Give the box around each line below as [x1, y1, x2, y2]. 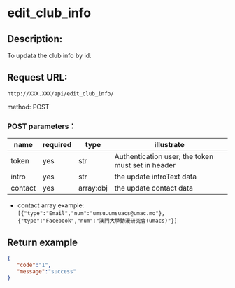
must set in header [114, 160, 176, 170]
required [42, 140, 72, 150]
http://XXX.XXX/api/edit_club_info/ [7, 90, 114, 97]
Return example [7, 236, 78, 248]
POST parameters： [7, 121, 76, 131]
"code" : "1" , [16, 261, 52, 268]
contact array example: [17, 201, 85, 210]
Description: [7, 33, 63, 45]
